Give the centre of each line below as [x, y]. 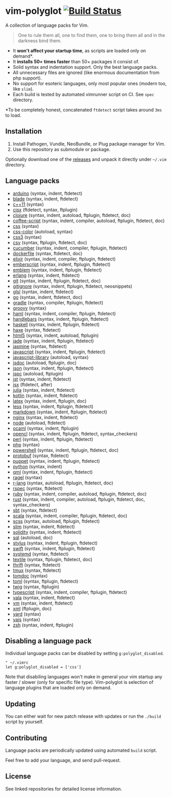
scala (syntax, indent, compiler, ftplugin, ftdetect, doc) [70, 515]
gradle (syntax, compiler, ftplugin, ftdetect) [58, 302]
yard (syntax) [27, 614]
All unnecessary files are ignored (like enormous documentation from [86, 73]
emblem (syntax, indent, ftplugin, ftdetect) [57, 269]
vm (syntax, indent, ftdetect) [43, 603]
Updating [21, 704]
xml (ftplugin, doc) [32, 608]
